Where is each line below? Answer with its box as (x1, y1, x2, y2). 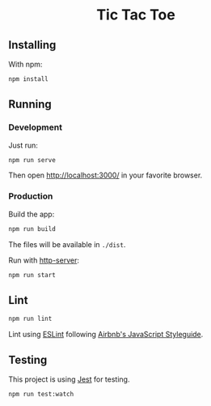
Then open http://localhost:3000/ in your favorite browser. (8, 170, 203, 180)
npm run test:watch (8, 390, 74, 398)
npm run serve (8, 156, 57, 164)
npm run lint (8, 314, 53, 323)
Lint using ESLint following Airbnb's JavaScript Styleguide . (8, 330, 204, 340)
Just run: (8, 140, 39, 150)
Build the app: (8, 209, 55, 219)
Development (8, 122, 63, 133)
